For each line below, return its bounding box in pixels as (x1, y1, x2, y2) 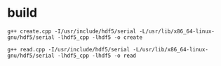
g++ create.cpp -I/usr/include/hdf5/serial (7, 28, 137, 35)
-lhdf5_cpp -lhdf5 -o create (57, 33, 142, 41)
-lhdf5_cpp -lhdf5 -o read (57, 52, 137, 59)
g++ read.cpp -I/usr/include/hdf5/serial (7, 46, 130, 53)
